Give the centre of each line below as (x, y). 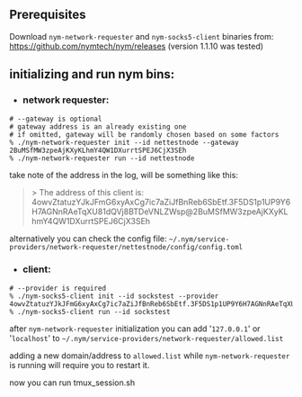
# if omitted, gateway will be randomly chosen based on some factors (144, 134)
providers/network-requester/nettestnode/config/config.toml (126, 247)
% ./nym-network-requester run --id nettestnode (102, 158)
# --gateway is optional (56, 119)
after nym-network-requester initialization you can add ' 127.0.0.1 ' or (135, 329)
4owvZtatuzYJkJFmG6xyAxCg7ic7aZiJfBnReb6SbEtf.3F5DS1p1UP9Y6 (161, 202)
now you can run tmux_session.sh (72, 383)
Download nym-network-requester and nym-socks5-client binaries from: (142, 36)
